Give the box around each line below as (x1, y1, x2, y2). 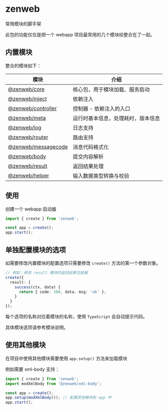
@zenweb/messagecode (8, 143, 68, 150)
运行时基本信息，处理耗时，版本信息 (72, 115, 160, 122)
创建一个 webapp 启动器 (5, 206, 56, 212)
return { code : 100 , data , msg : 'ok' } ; (18, 289, 107, 294)
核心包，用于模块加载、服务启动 (72, 85, 150, 93)
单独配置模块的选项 (5, 245, 66, 254)
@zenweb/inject (8, 95, 47, 102)
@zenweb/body (8, 153, 46, 160)
